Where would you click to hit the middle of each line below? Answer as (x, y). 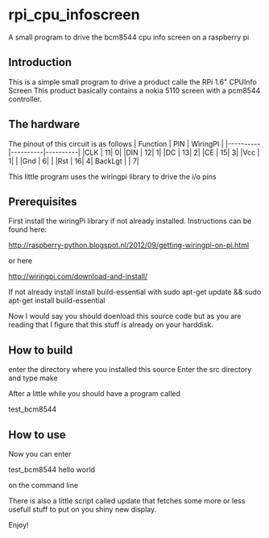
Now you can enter (40, 454)
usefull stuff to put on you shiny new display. (83, 509)
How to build (41, 350)
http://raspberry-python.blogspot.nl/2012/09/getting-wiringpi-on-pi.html (129, 245)
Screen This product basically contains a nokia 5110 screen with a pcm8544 (134, 90)
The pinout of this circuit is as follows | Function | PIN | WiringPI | (116, 143)
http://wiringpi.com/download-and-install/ (78, 276)
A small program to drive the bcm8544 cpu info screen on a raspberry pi (129, 37)
